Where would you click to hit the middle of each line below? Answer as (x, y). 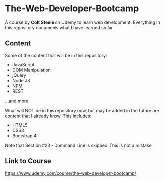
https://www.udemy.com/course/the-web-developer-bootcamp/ (71, 173)
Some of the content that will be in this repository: (56, 55)
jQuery (19, 75)
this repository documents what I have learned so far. (59, 27)
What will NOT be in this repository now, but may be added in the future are (82, 110)
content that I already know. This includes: (48, 116)
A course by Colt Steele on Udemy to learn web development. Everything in (82, 22)
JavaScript (23, 64)
